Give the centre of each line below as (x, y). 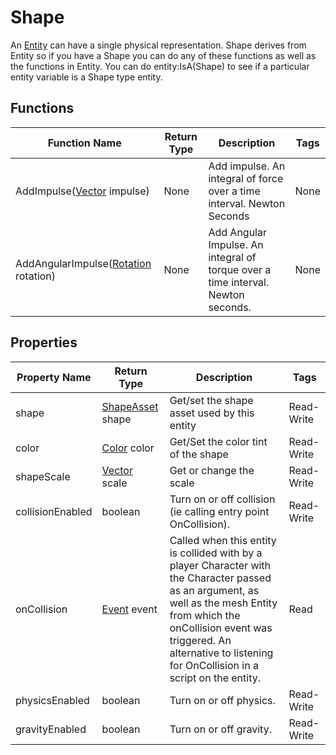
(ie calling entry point (219, 511)
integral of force (246, 178)
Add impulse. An (247, 166)
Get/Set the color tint (218, 441)
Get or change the (212, 470)
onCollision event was (221, 628)
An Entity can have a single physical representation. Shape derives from (158, 45)
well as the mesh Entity (223, 603)
